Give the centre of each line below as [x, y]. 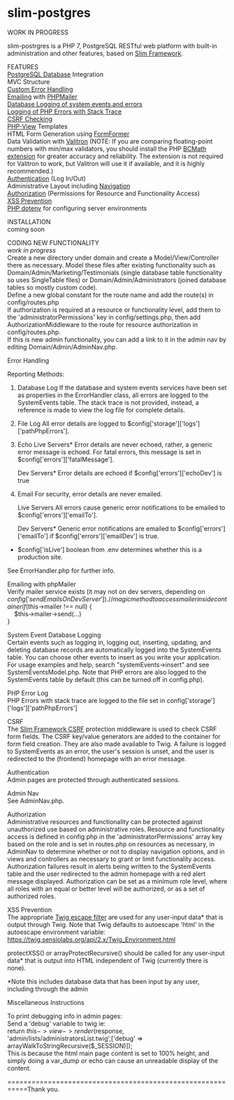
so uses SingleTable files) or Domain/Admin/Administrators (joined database [117, 280]
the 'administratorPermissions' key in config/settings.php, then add [104, 317]
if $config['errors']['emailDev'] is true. [104, 536]
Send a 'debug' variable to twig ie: [57, 1023]
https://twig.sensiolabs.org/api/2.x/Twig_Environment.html [92, 939]
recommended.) [30, 171]
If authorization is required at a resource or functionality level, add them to [114, 309]
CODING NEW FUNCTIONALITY [53, 242]
